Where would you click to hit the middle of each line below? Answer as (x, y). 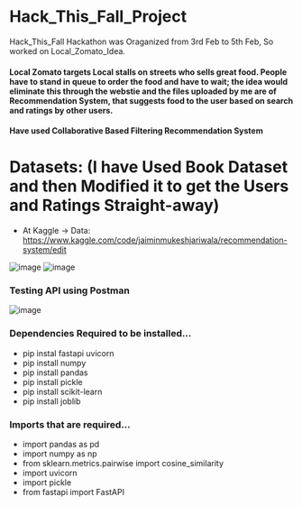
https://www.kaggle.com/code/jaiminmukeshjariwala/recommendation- (155, 240)
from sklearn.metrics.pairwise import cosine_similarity (123, 463)
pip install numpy (54, 363)
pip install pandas (55, 373)
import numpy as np (59, 454)
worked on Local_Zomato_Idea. (68, 51)
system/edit (45, 250)
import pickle (47, 482)
